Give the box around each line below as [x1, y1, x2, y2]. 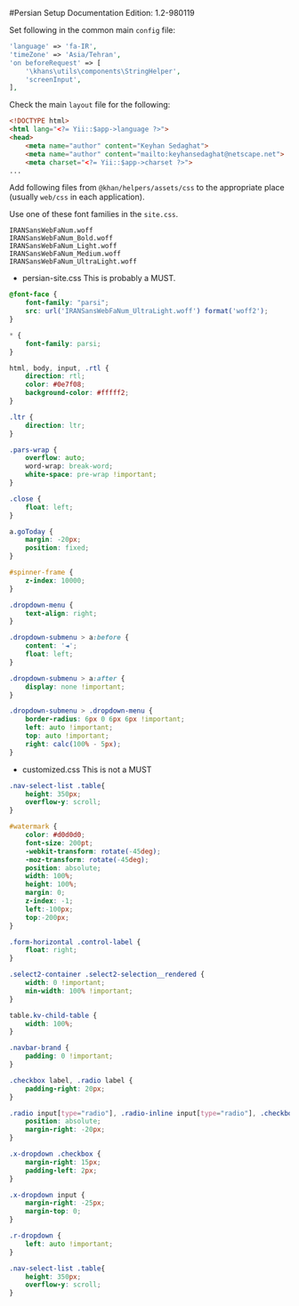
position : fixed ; [25, 544, 90, 552]
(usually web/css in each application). [9, 191, 145, 203]
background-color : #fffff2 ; [25, 389, 129, 398]
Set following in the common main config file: [9, 25, 176, 35]
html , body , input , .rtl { [9, 364, 109, 373]
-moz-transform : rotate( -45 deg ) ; [25, 855, 149, 864]
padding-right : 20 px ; [25, 1084, 105, 1093]
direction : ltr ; [25, 421, 86, 430]
